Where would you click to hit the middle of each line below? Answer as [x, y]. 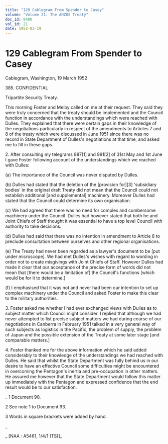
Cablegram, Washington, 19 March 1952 [46, 78]
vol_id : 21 [17, 24]
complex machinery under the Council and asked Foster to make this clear [82, 293]
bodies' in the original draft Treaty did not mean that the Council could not [82, 190]
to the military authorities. [32, 298]
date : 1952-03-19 [23, 29]
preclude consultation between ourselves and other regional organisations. [83, 241]
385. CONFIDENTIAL [27, 88]
